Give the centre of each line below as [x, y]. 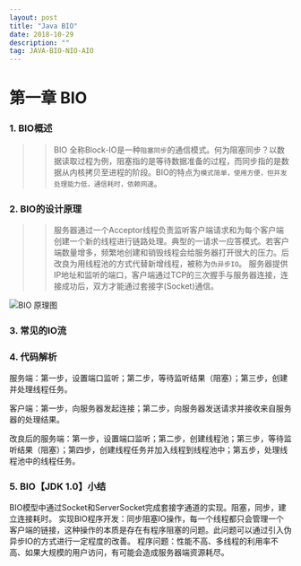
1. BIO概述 [31, 128]
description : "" [39, 43]
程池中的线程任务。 [45, 461]
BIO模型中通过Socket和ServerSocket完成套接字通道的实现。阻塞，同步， [144, 508]
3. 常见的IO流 [38, 330]
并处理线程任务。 [41, 389]
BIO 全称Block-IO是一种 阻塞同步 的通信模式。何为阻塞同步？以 [165, 150]
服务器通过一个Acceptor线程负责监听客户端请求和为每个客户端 [169, 230]
